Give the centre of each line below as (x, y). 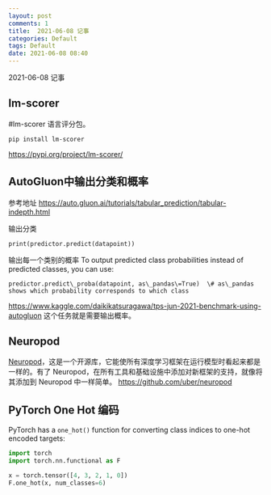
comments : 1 (28, 23)
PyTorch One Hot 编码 (64, 410)
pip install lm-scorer (46, 139)
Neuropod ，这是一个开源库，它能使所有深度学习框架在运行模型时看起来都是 (134, 362)
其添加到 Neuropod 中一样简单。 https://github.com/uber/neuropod (120, 382)
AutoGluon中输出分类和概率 (79, 182)
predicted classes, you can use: (61, 269)
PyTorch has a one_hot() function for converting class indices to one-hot (129, 430)
